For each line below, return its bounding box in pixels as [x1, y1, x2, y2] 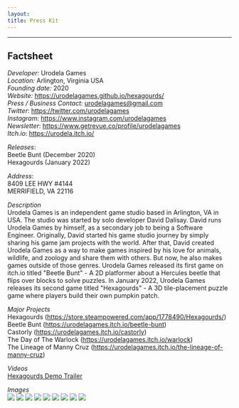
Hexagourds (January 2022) [7, 158, 91, 167]
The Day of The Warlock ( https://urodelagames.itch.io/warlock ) [7, 335, 193, 344]
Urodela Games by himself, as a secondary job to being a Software [7, 223, 203, 232]
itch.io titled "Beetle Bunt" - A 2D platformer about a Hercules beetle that [7, 269, 221, 277]
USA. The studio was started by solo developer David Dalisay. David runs [7, 216, 222, 225]
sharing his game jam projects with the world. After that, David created [7, 239, 215, 247]
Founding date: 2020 [7, 84, 69, 92]
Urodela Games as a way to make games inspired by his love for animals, [7, 246, 222, 254]
